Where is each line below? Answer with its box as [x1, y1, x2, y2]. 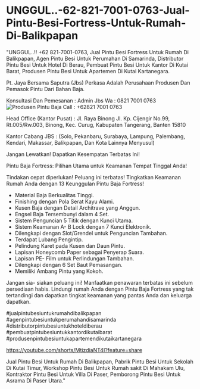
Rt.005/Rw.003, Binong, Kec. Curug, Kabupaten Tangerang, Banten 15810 [6, 121, 186, 128]
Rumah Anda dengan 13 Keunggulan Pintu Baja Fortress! [6, 180, 145, 187]
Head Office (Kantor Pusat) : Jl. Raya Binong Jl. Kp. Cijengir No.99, [6, 114, 170, 122]
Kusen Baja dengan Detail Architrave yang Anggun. [14, 204, 140, 211]
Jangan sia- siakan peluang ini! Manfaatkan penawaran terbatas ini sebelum [6, 279, 193, 286]
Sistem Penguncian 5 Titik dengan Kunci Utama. [14, 217, 133, 224]
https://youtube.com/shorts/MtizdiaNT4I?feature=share [6, 346, 143, 353]
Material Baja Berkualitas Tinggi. [14, 191, 94, 198]
